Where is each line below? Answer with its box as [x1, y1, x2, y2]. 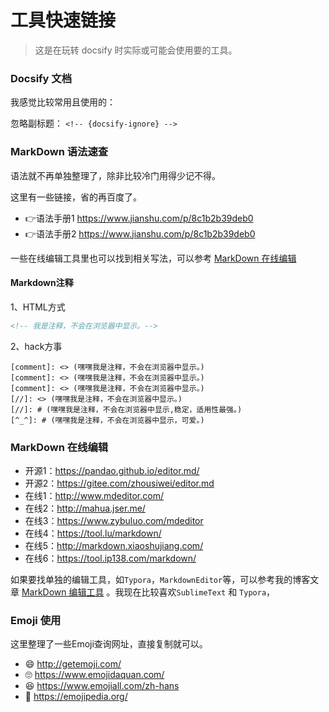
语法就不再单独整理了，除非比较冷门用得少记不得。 [10, 169, 221, 181]
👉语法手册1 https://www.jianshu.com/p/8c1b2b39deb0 [24, 212, 254, 224]
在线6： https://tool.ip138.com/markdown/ [24, 552, 197, 564]
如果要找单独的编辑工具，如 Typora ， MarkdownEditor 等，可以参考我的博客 [10, 573, 311, 585]
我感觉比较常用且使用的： [10, 96, 116, 108]
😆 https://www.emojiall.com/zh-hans [24, 680, 180, 692]
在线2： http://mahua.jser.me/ [24, 502, 146, 514]
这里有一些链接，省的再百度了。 [10, 191, 142, 203]
